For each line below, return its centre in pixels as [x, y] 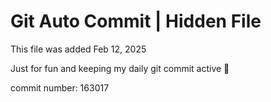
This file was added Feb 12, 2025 [78, 49]
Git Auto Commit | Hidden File [136, 21]
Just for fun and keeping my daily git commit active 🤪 [120, 68]
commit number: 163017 [60, 87]
